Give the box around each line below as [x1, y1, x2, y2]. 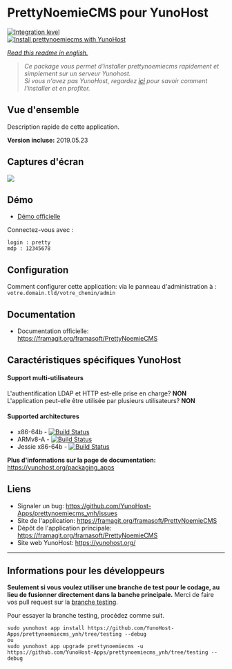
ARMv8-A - [17, 435, 50, 443]
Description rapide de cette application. [7, 123, 119, 131]
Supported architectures [7, 412, 79, 420]
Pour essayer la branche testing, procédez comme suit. [7, 612, 164, 620]
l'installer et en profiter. [23, 84, 91, 92]
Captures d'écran [7, 156, 84, 168]
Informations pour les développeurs [7, 565, 165, 576]
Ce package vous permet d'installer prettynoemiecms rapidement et [23, 62, 220, 70]
